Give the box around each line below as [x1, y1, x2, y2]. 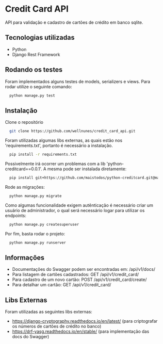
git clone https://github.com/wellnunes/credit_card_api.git [9, 129, 136, 134]
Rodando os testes [5, 66, 63, 74]
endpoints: [5, 213, 27, 218]
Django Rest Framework [12, 51, 61, 57]
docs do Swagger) [12, 334, 49, 340]
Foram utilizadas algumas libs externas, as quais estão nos [5, 137, 123, 144]
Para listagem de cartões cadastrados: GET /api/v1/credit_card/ [12, 272, 139, 278]
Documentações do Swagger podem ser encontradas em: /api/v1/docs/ [12, 266, 155, 272]
